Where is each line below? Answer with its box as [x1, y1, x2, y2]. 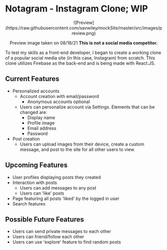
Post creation [12, 135, 40, 141]
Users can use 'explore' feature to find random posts [12, 239, 121, 245]
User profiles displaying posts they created [12, 174, 101, 180]
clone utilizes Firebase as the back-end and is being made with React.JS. [5, 60, 156, 66]
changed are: [19, 109, 47, 115]
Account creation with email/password [19, 93, 99, 99]
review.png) [71, 30, 96, 36]
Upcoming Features [5, 161, 68, 169]
